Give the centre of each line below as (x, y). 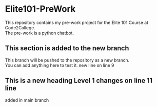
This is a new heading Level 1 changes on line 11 (79, 81)
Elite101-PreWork (40, 9)
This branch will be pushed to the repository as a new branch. (67, 60)
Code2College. (20, 27)
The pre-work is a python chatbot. (39, 33)
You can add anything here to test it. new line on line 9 (60, 65)
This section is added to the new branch (67, 48)
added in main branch (27, 100)
